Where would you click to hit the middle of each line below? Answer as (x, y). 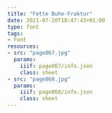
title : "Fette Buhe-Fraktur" (50, 14)
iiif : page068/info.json (56, 92)
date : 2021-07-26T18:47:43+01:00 (56, 20)
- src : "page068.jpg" (39, 79)
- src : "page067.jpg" (39, 53)
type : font (23, 27)
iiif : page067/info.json (56, 66)
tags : (15, 33)
